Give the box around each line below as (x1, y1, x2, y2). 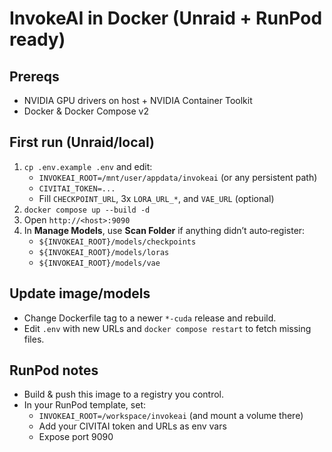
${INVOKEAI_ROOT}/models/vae (38, 258, 161, 268)
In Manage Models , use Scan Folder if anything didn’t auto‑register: (23, 224, 306, 236)
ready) (9, 28, 66, 51)
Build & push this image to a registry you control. (23, 388, 225, 401)
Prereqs (9, 68, 60, 85)
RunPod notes (9, 362, 99, 379)
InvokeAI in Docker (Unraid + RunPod (9, 7, 323, 30)
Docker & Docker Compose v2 (23, 105, 149, 117)
